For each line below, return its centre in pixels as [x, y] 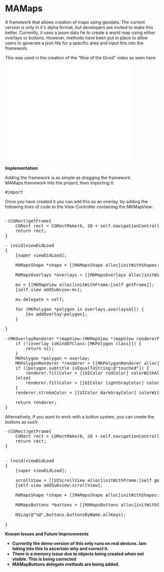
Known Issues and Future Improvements [47, 534]
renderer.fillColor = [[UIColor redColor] [77, 373]
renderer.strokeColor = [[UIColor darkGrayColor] [76, 392]
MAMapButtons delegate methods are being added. [66, 564]
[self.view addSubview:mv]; [49, 289]
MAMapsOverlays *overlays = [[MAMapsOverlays [71, 275]
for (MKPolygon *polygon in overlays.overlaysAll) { [80, 309]
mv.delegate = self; [40, 299]
